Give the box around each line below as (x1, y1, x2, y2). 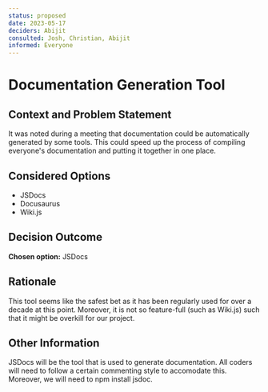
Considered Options (8, 169, 110, 182)
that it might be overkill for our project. (8, 313, 135, 322)
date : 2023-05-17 (8, 19, 66, 27)
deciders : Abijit (8, 26, 66, 34)
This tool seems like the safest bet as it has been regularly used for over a (8, 296, 252, 306)
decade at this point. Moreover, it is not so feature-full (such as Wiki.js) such (8, 305, 260, 314)
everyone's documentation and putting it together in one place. (8, 146, 216, 156)
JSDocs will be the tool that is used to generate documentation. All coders (8, 358, 253, 367)
